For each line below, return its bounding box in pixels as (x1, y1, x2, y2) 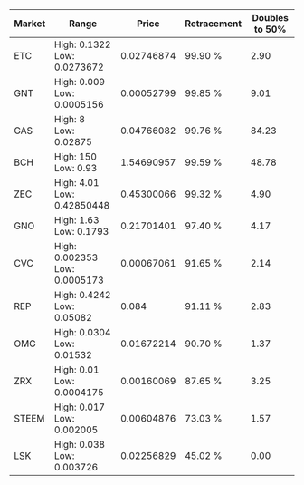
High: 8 (53, 113, 86, 125)
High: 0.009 (53, 76, 106, 88)
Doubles (252, 12, 290, 24)
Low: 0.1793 (53, 226, 109, 238)
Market (14, 17, 46, 30)
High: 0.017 (53, 401, 106, 413)
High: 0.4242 (53, 289, 111, 301)
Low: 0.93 (53, 162, 98, 174)
